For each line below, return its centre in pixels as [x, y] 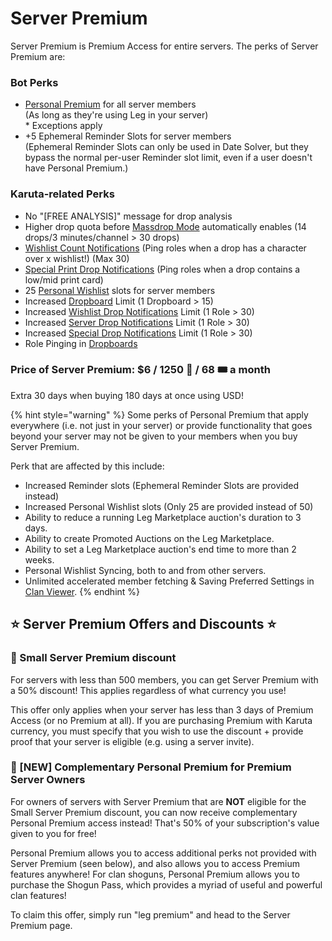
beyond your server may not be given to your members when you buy [154, 436]
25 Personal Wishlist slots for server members [120, 290]
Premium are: [38, 56]
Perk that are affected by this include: [87, 466]
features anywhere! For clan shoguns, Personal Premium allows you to [155, 874]
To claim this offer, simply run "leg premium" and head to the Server [150, 914]
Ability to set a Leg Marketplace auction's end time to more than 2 [160, 549]
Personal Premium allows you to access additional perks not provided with [163, 853]
